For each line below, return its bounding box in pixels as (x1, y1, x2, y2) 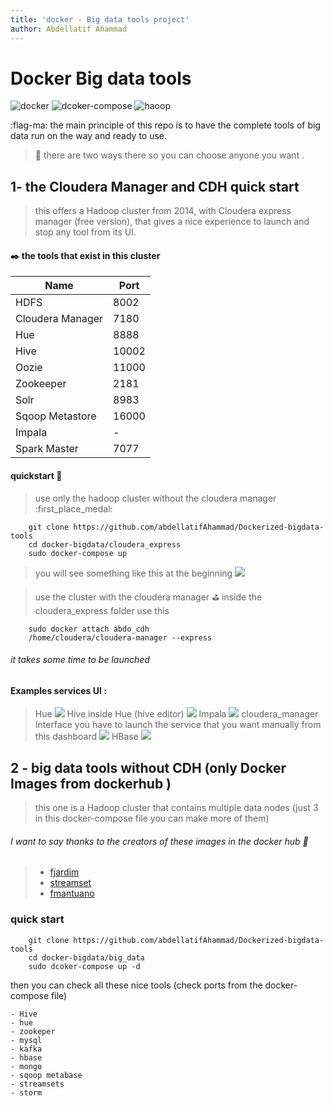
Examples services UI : (10, 684, 107, 696)
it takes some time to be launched (10, 654, 150, 666)
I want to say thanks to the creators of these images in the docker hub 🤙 (10, 835, 309, 847)
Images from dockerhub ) (10, 775, 172, 792)
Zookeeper (15, 377, 67, 391)
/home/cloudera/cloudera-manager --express (28, 632, 213, 643)
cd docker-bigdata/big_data (28, 952, 145, 963)
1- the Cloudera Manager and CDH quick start (10, 178, 300, 195)
